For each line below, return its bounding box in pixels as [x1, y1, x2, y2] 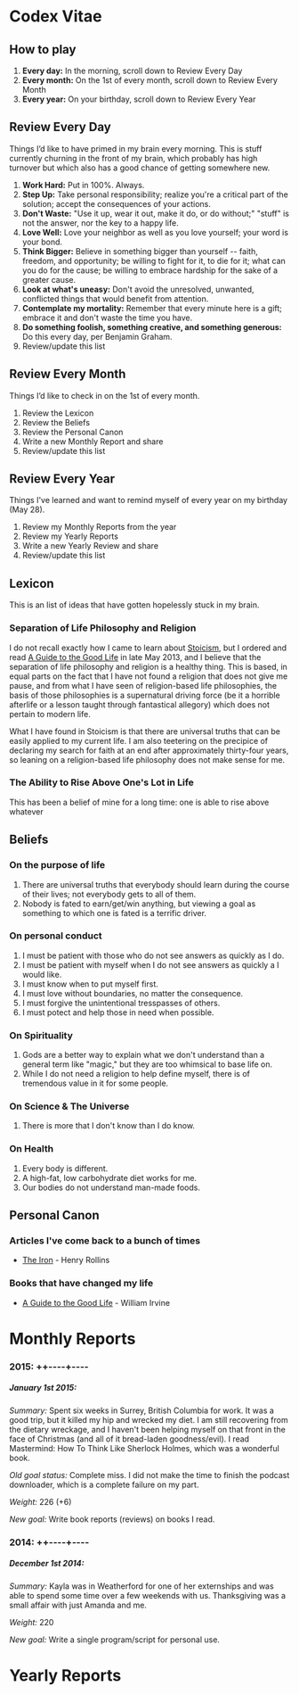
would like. [21, 969, 62, 979]
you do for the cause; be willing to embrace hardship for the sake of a [21, 265, 279, 276]
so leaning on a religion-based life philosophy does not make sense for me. [9, 754, 286, 764]
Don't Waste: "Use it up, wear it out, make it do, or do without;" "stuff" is [21, 208, 290, 219]
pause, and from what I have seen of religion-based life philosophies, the [9, 680, 278, 690]
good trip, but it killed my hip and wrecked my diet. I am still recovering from [9, 1414, 288, 1425]
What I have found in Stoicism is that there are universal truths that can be [9, 725, 280, 737]
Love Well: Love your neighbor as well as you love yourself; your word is [21, 227, 289, 237]
